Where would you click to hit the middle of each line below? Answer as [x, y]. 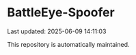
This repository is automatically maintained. [68, 44]
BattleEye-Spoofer [61, 13]
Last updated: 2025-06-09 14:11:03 [57, 31]
